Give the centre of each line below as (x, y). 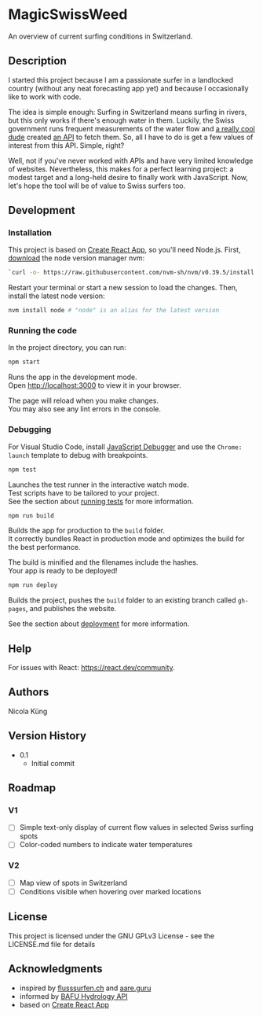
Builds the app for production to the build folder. (87, 531)
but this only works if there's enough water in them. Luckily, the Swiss (121, 120)
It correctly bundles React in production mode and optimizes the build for (126, 539)
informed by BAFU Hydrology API (73, 996)
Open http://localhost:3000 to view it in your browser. (95, 385)
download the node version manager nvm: (77, 258)
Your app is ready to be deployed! (63, 571)
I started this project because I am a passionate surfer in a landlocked (121, 79)
